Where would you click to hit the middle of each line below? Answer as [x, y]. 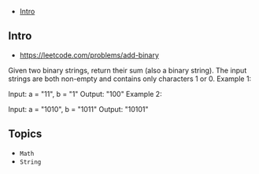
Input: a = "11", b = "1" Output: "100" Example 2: [85, 94]
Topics [25, 134]
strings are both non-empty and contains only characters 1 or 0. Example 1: [130, 79]
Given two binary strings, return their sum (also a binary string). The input [128, 70]
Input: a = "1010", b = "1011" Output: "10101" [78, 109]
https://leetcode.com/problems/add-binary [89, 55]
